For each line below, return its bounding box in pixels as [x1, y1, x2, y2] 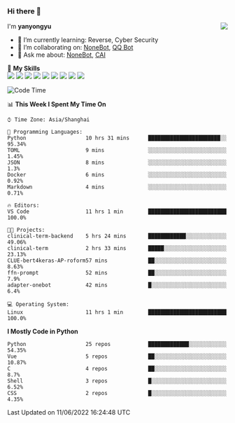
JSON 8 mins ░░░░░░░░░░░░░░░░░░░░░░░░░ [7, 159, 227, 167]
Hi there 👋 [7, 6, 42, 16]
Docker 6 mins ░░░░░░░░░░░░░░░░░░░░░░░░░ [7, 172, 227, 179]
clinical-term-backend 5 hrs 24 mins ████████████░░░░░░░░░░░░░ [7, 233, 227, 240]
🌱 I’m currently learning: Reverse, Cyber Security [17, 36, 159, 44]
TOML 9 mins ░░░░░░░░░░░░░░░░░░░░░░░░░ [7, 147, 227, 154]
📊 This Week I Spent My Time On [7, 100, 106, 109]
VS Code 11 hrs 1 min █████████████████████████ [7, 208, 227, 216]
